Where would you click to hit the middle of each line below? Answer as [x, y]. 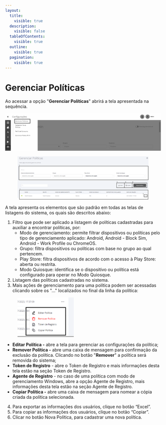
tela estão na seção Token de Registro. [52, 371]
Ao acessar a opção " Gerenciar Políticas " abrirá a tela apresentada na [77, 101]
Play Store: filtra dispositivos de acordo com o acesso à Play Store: [88, 259]
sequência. [17, 107]
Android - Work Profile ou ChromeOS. [58, 243]
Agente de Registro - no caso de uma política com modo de [74, 376]
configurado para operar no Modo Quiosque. [65, 275]
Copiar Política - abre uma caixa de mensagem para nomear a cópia [82, 392]
